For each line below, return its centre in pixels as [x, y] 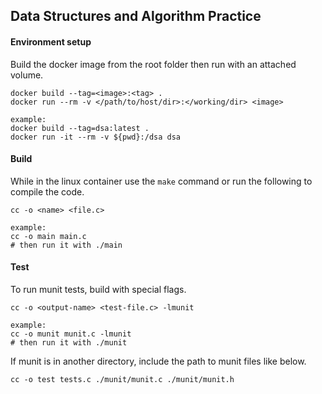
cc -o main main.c [48, 236]
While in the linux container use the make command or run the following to [161, 181]
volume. [27, 75]
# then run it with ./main [66, 245]
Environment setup [51, 41]
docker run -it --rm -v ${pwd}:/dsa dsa [96, 137]
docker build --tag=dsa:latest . [80, 128]
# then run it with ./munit [69, 343]
